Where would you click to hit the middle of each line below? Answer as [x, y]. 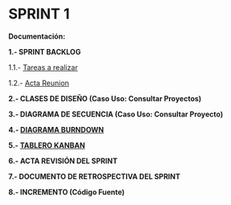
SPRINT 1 [39, 14]
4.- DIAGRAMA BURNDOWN [56, 129]
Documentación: [37, 36]
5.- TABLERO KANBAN [47, 145]
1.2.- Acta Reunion [39, 83]
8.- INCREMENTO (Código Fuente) [66, 192]
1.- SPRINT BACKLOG [45, 51]
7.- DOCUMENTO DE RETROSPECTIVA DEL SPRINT [95, 176]
